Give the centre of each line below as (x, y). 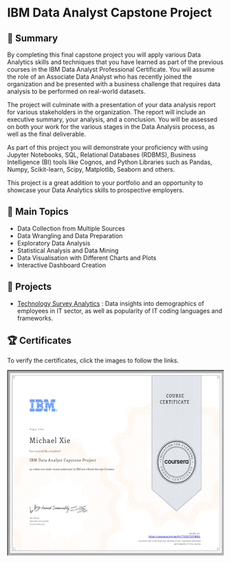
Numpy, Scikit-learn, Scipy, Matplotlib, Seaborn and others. (91, 169)
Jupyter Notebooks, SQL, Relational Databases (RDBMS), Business (102, 155)
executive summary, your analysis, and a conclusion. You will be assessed (112, 119)
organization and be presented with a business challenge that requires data (114, 84)
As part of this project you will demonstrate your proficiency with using (108, 147)
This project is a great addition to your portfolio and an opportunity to (105, 183)
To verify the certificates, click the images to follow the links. (93, 361)
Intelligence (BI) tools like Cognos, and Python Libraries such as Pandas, (110, 162)
